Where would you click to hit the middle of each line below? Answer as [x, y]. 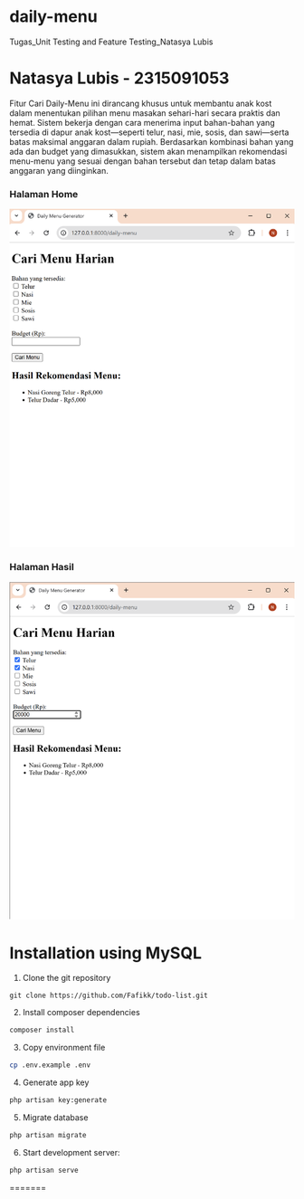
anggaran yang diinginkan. [59, 170]
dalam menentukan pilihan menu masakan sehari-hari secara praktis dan [145, 113]
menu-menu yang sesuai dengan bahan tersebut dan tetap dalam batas [142, 161]
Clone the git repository [66, 978]
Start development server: [71, 1152]
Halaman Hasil [42, 567]
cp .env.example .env [50, 1065]
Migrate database [55, 1118]
